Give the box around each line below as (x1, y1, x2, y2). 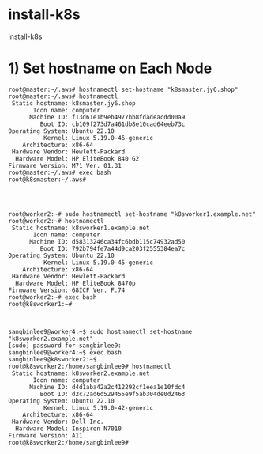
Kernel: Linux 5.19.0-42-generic (43, 403, 154, 412)
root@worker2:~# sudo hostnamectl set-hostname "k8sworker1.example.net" (8, 210, 257, 218)
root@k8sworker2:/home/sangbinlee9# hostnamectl (8, 362, 171, 370)
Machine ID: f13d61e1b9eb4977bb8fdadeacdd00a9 (28, 113, 186, 121)
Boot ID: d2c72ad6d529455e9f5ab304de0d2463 (39, 390, 186, 398)
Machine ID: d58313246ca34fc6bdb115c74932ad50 (28, 237, 186, 246)
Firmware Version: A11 (8, 431, 83, 440)
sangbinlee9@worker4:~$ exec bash (8, 348, 122, 357)
